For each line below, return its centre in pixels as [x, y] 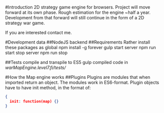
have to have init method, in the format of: [48, 88]
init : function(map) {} [34, 101]
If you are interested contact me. [39, 32]
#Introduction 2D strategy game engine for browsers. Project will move [78, 7]
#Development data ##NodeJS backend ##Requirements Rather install [78, 42]
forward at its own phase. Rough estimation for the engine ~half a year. [78, 12]
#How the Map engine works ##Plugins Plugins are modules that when [78, 77]
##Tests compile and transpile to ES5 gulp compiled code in [67, 62]
